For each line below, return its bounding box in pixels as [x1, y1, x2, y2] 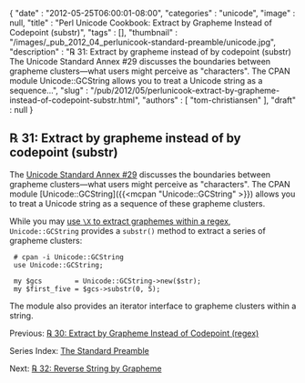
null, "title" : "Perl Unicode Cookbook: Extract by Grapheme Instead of [9, 17, 273, 28]
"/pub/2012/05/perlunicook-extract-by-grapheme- [89, 86, 280, 96]
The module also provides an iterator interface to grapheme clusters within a [9, 300, 297, 311]
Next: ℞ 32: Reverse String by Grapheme [9, 363, 162, 374]
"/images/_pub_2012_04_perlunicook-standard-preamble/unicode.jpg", [9, 36, 276, 47]
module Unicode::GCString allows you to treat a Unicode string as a [9, 76, 263, 86]
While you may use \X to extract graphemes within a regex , [9, 216, 231, 227]
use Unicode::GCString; [13, 260, 104, 269]
